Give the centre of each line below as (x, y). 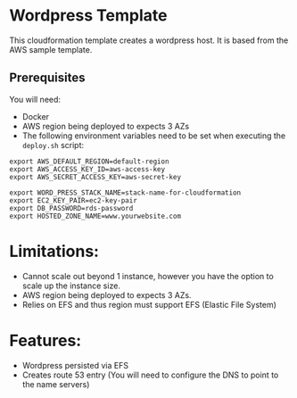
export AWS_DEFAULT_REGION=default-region (89, 162)
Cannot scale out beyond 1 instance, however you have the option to (148, 276)
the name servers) (56, 384)
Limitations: (54, 251)
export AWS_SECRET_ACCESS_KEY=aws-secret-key (95, 177)
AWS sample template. (51, 49)
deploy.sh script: (53, 145)
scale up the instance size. (71, 286)
